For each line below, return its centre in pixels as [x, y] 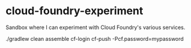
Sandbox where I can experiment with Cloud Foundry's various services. [95, 27]
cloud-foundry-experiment [74, 11]
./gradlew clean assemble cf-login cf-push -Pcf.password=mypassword [95, 39]
